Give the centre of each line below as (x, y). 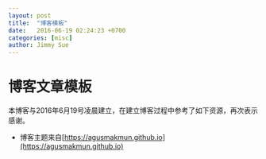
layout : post (30, 16)
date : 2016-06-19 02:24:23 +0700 (67, 30)
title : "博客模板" (38, 23)
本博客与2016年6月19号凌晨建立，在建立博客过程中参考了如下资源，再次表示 (133, 111)
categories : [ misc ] (40, 38)
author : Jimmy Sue (39, 45)
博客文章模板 (50, 87)
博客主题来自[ (42, 138)
